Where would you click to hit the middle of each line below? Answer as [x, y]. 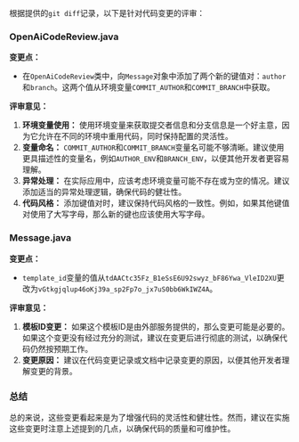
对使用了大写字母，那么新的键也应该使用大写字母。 [116, 214]
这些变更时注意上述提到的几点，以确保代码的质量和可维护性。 [122, 428]
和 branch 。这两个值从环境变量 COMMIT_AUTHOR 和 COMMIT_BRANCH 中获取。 [148, 87]
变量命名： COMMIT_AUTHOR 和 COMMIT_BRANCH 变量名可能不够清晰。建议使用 [153, 147]
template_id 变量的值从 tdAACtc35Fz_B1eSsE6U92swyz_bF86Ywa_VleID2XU [149, 277]
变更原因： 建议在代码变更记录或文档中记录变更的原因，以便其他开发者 [152, 360]
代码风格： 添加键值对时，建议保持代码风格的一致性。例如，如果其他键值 [156, 203]
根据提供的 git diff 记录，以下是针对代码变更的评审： [107, 13]
